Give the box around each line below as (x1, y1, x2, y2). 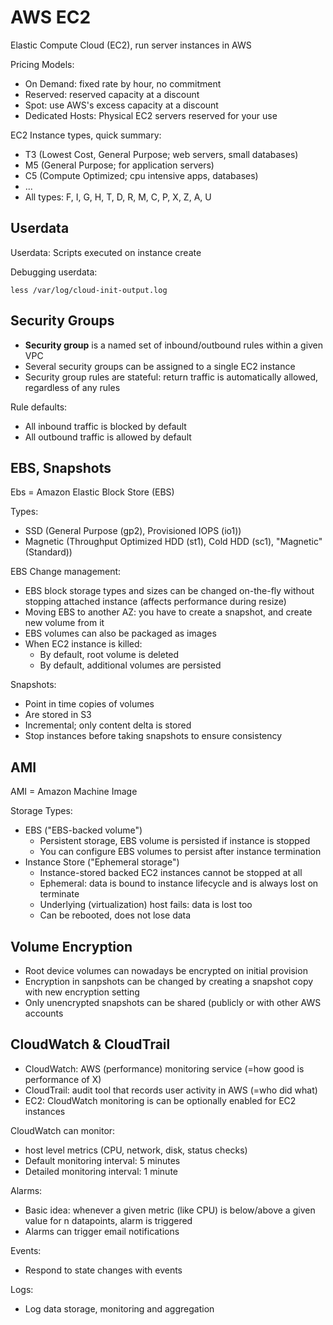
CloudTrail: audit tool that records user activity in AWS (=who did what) (24, 1084, 318, 1096)
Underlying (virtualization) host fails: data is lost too (39, 899, 253, 911)
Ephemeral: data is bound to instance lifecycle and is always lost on (39, 877, 319, 890)
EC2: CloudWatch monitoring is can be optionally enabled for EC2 (24, 1094, 297, 1106)
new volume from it (24, 617, 105, 629)
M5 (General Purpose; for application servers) (24, 159, 215, 171)
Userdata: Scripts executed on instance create (10, 246, 202, 258)
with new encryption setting (24, 986, 140, 998)
